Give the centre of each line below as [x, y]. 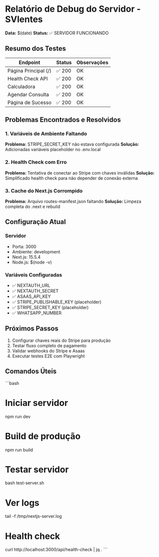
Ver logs [22, 503]
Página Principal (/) [30, 70]
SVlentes [24, 19]
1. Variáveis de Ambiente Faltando [46, 134]
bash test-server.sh [25, 483]
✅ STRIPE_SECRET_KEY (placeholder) [50, 308]
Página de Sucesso [30, 102]
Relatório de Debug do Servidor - [73, 9]
